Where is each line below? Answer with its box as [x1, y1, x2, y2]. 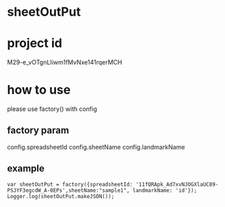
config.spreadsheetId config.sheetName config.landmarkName [7, 143, 185, 151]
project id [7, 36, 63, 51]
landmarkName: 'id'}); [132, 186, 197, 194]
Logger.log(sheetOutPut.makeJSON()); [7, 193, 115, 199]
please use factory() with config [7, 105, 98, 113]
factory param [7, 125, 70, 136]
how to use [7, 82, 71, 98]
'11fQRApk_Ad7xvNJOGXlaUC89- [135, 181, 219, 188]
